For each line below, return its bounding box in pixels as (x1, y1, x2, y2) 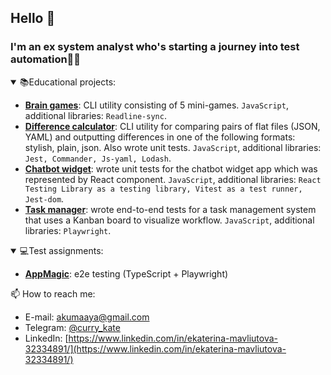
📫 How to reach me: (10, 287, 96, 300)
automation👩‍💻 (10, 52, 82, 66)
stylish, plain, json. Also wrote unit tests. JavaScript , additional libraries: (24, 141, 322, 153)
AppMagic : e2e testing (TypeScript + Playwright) (24, 267, 229, 280)
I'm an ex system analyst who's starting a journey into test (10, 40, 300, 54)
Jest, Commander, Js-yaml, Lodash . (24, 152, 172, 164)
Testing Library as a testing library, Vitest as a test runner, (24, 184, 303, 194)
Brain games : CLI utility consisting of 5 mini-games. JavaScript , (24, 99, 289, 111)
